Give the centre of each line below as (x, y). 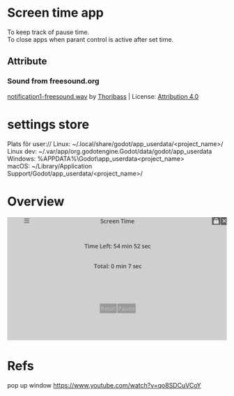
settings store (48, 124)
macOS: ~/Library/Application (50, 166)
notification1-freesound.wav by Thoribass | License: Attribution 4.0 (103, 96)
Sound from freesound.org (53, 81)
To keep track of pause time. (48, 32)
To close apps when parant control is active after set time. (91, 39)
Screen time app (56, 13)
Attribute (27, 62)
